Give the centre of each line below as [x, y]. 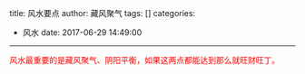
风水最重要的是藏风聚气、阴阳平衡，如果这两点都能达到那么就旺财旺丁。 [144, 60]
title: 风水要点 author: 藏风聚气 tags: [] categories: [103, 13]
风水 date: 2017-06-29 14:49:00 [82, 32]
